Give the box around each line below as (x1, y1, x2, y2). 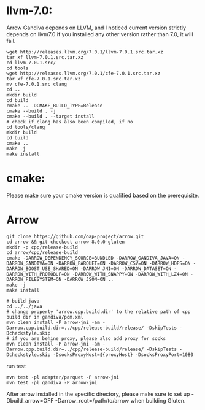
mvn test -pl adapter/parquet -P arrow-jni (6, 374, 120, 381)
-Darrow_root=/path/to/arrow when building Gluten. (55, 396, 186, 404)
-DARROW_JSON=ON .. (64, 276, 114, 282)
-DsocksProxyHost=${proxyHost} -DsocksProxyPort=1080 (53, 351, 193, 358)
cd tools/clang (6, 124, 45, 130)
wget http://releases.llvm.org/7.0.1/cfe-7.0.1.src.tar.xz (6, 70, 161, 77)
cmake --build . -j (6, 108, 56, 114)
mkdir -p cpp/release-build (6, 244, 79, 250)
